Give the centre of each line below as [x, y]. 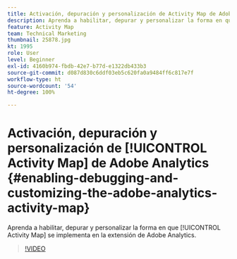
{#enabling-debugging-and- [93, 178]
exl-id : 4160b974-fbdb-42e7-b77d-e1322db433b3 [77, 66]
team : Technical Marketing [47, 33]
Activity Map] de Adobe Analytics [108, 163]
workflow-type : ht [34, 79]
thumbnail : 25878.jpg [39, 40]
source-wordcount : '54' [42, 86]
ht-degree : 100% [31, 92]
